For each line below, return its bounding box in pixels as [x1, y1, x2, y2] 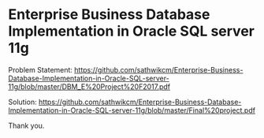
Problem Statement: [8, 65, 73, 74]
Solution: [8, 97, 37, 106]
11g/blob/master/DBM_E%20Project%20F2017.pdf [8, 81, 171, 91]
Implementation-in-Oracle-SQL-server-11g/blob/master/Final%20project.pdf [8, 105, 256, 115]
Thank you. [8, 121, 45, 130]
